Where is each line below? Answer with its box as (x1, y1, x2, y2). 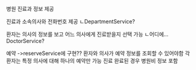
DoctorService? (6, 38, 45, 44)
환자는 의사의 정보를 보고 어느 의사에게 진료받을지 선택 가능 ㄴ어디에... (6, 31, 169, 38)
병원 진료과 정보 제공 (6, 5, 54, 12)
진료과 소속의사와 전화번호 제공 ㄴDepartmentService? (6, 18, 136, 25)
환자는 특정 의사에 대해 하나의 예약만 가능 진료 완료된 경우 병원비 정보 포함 (6, 57, 178, 64)
